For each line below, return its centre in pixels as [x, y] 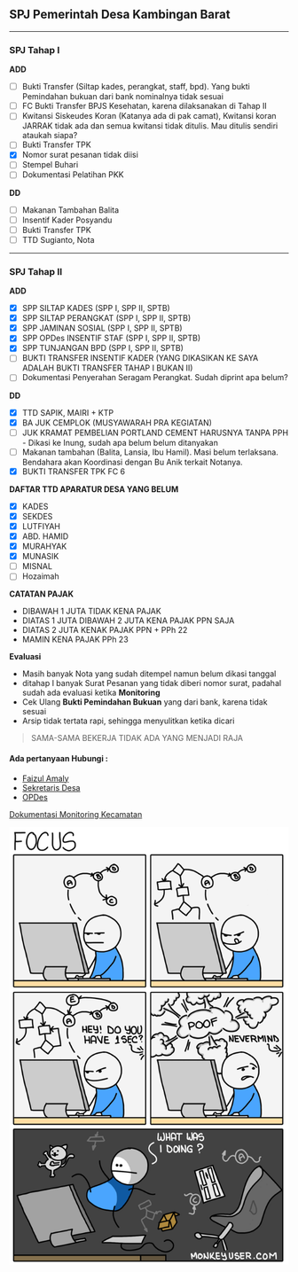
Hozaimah [40, 576]
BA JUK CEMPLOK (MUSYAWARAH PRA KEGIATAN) [117, 422]
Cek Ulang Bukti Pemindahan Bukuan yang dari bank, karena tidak [145, 702]
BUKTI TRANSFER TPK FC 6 [74, 471]
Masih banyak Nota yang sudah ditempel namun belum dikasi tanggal [149, 674]
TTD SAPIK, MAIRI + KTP [67, 412]
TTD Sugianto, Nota [58, 239]
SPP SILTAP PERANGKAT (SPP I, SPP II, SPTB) [106, 318]
